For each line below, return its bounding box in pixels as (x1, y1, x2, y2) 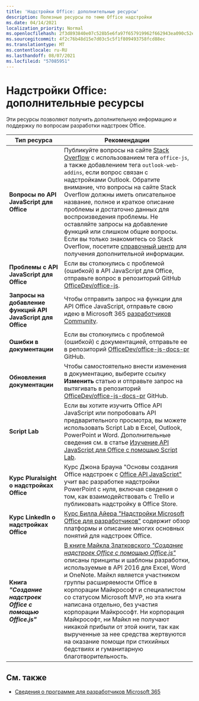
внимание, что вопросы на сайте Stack (64, 183, 176, 191)
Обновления (9, 374, 46, 382)
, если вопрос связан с (82, 168, 149, 176)
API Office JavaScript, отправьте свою (64, 303, 174, 311)
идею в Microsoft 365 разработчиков (64, 310, 171, 318)
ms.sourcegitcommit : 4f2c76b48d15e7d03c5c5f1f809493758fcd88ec (6, 36, 166, 42)
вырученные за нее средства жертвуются (64, 630, 187, 638)
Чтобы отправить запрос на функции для (64, 295, 182, 303)
